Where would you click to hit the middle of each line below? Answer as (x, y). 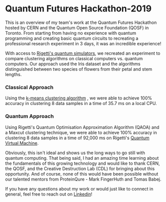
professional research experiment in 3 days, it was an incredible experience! (83, 43)
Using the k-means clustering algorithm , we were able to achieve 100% (79, 98)
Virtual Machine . (22, 143)
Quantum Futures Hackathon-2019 (78, 9)
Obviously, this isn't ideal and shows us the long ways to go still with (75, 153)
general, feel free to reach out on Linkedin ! (49, 194)
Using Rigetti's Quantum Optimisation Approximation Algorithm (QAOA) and (82, 127)
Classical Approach (29, 87)
